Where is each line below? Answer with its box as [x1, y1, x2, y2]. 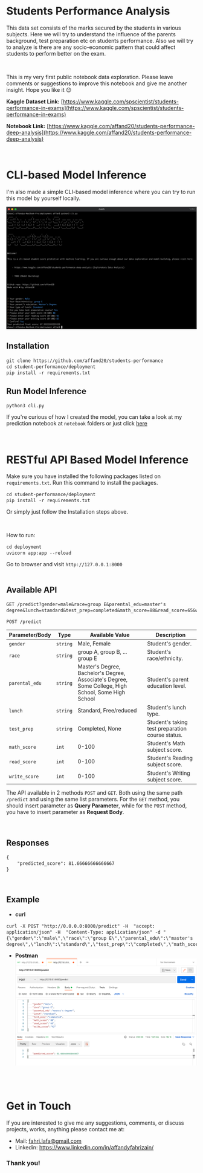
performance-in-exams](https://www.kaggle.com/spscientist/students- [6, 104, 184, 111]
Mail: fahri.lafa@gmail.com [14, 1137, 82, 1145]
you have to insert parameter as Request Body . [6, 809, 124, 816]
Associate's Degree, [77, 676, 128, 683]
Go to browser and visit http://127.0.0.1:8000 [6, 561, 123, 568]
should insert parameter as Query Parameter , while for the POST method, [6, 802, 187, 809]
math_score [8, 744, 36, 750]
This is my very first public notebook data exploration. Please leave [6, 73, 173, 80]
